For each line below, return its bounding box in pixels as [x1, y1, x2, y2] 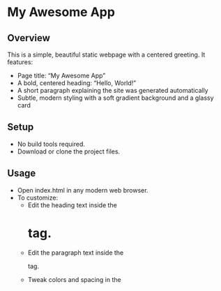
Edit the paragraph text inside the [27, 248, 124, 257]
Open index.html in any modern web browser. [17, 186, 148, 194]
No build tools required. [17, 140, 86, 148]
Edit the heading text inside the [27, 200, 117, 209]
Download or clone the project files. [17, 147, 121, 156]
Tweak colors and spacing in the [27, 275, 121, 283]
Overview [7, 32, 51, 44]
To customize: [17, 193, 58, 202]
